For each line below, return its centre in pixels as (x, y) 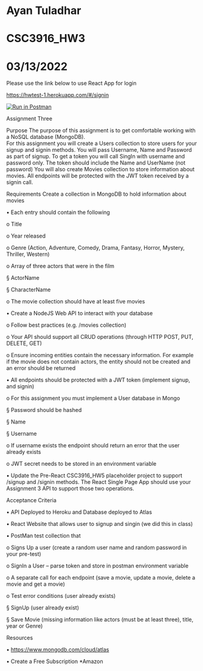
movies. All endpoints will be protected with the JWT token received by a (98, 176)
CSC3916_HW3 (46, 39)
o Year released (26, 236)
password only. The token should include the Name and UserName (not (96, 163)
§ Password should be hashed (44, 410)
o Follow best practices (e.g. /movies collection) (66, 325)
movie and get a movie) (36, 584)
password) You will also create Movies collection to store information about (101, 169)
